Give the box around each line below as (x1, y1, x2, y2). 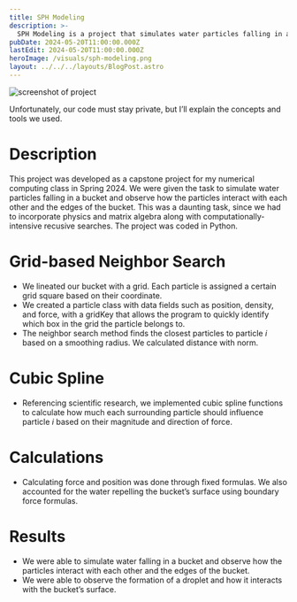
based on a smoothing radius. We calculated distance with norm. (21, 337, 259, 348)
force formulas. (21, 495, 78, 506)
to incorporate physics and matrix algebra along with (9, 211, 202, 221)
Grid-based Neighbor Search (9, 251, 226, 271)
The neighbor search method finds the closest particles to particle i (21, 328, 268, 338)
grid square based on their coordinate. (21, 289, 163, 301)
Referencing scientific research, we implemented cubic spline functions (21, 397, 284, 408)
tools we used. (9, 112, 63, 124)
